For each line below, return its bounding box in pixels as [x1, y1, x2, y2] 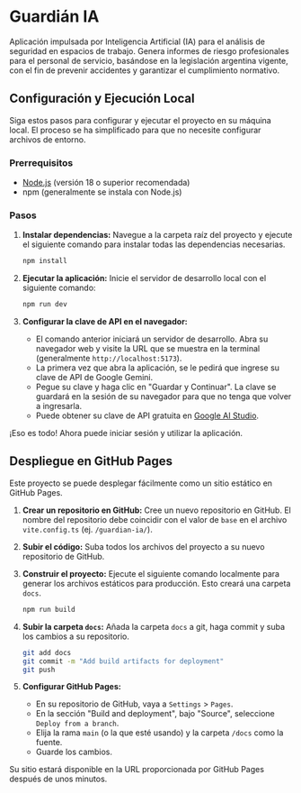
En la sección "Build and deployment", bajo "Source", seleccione [35, 708, 276, 719]
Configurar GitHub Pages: [22, 681, 121, 692]
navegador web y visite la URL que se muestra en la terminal [35, 343, 261, 354]
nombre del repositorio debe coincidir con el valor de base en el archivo [22, 514, 288, 524]
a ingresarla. [35, 401, 83, 412]
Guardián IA [9, 6, 100, 27]
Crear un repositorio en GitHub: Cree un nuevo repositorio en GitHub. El [22, 505, 292, 515]
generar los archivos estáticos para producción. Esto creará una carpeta [22, 578, 291, 588]
